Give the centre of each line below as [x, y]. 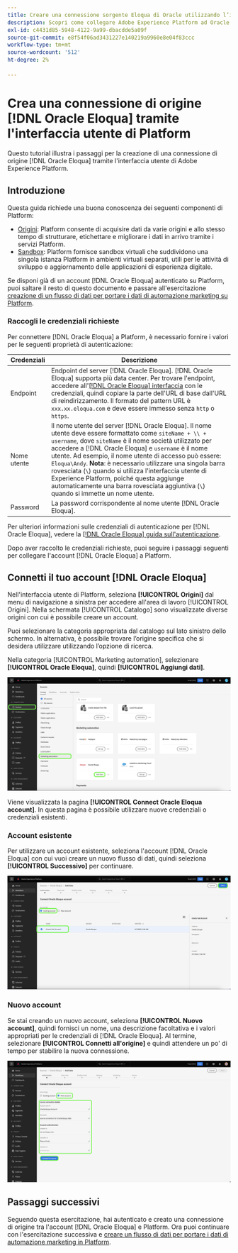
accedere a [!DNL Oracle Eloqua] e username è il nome [130, 448]
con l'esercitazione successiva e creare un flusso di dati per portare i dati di [118, 1234]
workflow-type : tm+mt [39, 45]
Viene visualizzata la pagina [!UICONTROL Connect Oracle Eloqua [105, 802]
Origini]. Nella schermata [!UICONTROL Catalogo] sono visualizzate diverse [118, 609]
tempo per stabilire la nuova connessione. [68, 1051]
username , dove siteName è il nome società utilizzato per [132, 441]
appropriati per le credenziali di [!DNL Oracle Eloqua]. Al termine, [102, 1035]
